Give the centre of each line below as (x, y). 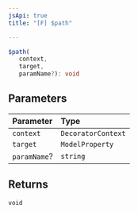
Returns (29, 185)
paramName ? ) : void (49, 74)
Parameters (38, 99)
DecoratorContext (93, 133)
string (73, 156)
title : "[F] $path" (40, 23)
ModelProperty (87, 144)
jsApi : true (28, 15)
